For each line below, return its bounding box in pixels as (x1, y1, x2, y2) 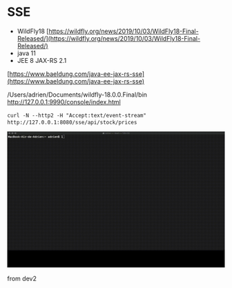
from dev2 (7, 274, 37, 282)
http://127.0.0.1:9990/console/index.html (7, 97, 121, 106)
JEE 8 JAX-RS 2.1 (17, 56, 67, 64)
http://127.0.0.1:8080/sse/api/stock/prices (7, 119, 137, 126)
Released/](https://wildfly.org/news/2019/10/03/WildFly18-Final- (17, 34, 201, 42)
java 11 (17, 49, 36, 57)
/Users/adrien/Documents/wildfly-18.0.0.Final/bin (7, 90, 147, 99)
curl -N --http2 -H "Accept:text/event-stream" (7, 112, 147, 119)
